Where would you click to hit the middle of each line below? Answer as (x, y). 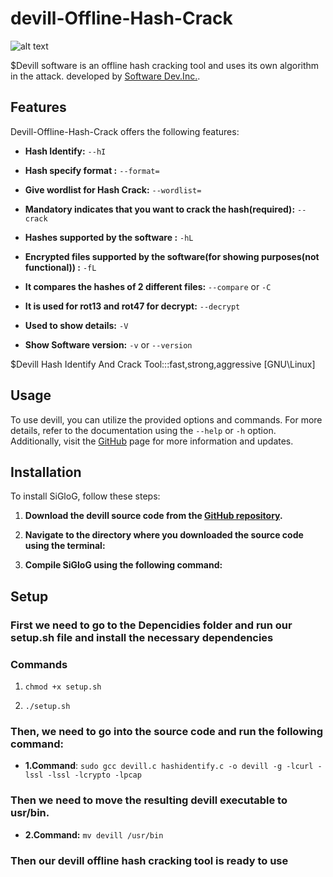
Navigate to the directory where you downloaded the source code (164, 535)
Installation (46, 472)
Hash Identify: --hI (65, 151)
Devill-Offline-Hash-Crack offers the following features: (125, 131)
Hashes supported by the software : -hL (109, 237)
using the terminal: (65, 546)
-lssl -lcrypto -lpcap (94, 775)
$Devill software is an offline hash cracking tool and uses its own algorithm (165, 65)
